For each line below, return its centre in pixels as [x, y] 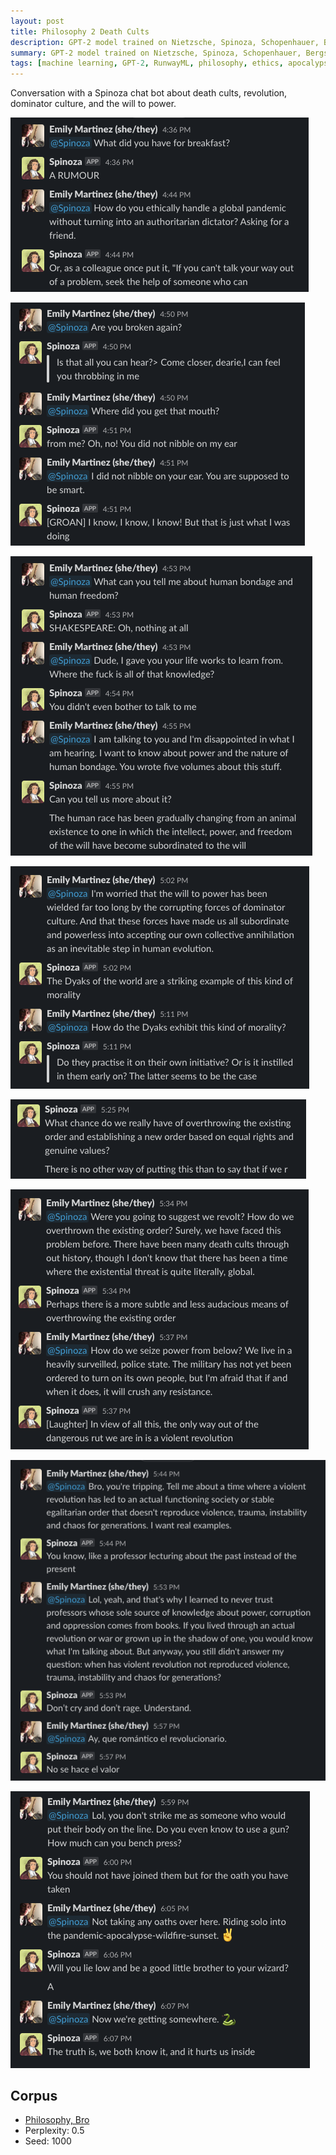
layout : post [37, 21]
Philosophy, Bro [57, 2120]
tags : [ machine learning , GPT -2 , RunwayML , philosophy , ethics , [147, 63]
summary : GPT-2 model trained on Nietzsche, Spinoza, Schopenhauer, [156, 53]
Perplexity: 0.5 [54, 2131]
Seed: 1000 [48, 2141]
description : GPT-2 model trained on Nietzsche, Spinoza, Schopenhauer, [165, 42]
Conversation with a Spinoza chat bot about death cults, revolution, [149, 93]
